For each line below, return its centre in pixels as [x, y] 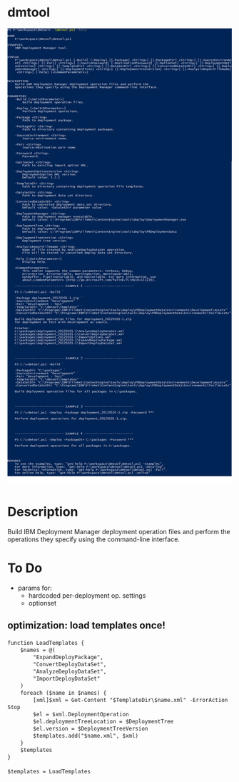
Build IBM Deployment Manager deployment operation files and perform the [119, 531]
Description [43, 512]
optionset [42, 603]
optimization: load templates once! [86, 626]
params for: [35, 588]
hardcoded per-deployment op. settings [87, 595]
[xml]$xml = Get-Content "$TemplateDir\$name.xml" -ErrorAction [131, 700]
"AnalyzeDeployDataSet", [70, 671]
